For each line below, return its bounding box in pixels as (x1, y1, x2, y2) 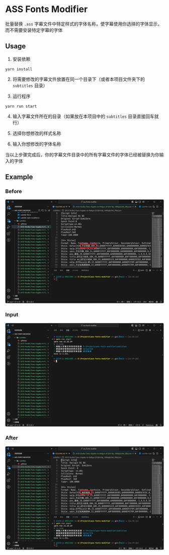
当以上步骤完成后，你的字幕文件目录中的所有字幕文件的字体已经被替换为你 (5, 151, 159, 157)
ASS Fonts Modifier (5, 4, 88, 15)
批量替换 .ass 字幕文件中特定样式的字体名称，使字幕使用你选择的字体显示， (5, 21, 162, 27)
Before (5, 188, 22, 195)
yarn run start (5, 104, 37, 109)
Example (5, 173, 33, 182)
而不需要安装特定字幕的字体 (5, 27, 63, 33)
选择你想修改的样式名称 (12, 130, 61, 136)
